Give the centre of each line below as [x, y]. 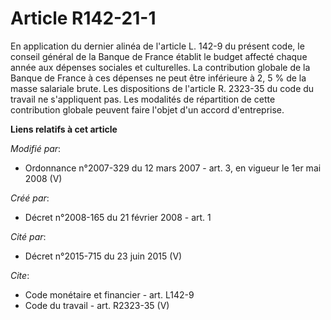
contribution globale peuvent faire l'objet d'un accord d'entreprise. [147, 109]
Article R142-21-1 [83, 18]
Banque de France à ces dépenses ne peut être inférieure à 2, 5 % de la [158, 78]
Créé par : [30, 198]
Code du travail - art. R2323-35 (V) [97, 305]
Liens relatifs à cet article [64, 129]
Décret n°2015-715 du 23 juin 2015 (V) [103, 256]
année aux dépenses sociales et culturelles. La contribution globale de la [160, 67]
